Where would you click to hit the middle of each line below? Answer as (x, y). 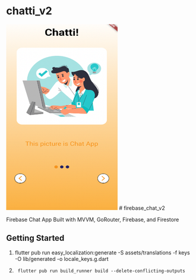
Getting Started (35, 238)
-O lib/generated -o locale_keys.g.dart (61, 259)
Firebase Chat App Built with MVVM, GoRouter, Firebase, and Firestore (93, 219)
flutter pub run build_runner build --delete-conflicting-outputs (101, 271)
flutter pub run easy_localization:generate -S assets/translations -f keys (102, 252)
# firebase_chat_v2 (142, 208)
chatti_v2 (29, 11)
